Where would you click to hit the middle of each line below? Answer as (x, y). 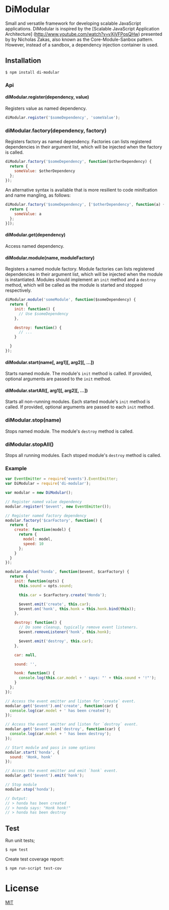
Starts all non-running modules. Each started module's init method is (78, 402)
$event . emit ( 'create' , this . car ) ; (55, 604)
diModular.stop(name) (33, 420)
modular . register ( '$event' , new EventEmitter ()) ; (58, 507)
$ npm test (17, 850)
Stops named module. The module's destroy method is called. (70, 431)
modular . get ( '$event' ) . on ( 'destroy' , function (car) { (63, 729)
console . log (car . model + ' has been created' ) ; (61, 711)
